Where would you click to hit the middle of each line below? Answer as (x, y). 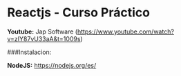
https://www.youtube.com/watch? (126, 31)
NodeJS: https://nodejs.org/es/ (52, 65)
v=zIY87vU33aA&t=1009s (44, 38)
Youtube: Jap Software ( (42, 31)
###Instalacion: (29, 52)
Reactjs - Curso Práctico (79, 13)
